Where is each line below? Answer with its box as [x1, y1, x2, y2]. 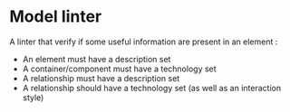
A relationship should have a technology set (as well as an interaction [22, 82, 282, 93]
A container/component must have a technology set [22, 63, 217, 74]
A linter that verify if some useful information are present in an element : [9, 36, 278, 47]
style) [22, 92, 44, 103]
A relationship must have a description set [22, 72, 180, 83]
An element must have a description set [22, 53, 171, 64]
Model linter [9, 6, 102, 27]
